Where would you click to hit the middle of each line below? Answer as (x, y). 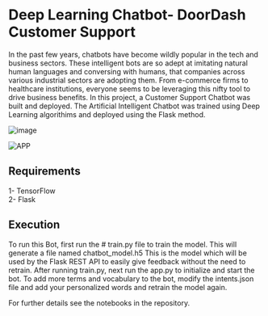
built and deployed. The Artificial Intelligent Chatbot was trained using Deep (134, 106)
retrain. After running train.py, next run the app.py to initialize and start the (132, 270)
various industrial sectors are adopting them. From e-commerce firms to (128, 80)
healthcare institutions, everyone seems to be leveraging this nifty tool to (130, 88)
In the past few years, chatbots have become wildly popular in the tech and (133, 54)
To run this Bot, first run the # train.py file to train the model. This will (123, 244)
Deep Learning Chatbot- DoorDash (127, 15)
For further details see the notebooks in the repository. (99, 303)
